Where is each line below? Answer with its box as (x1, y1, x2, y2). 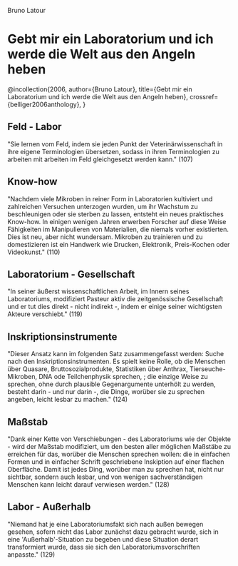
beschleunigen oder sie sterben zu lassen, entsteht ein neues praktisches (7, 210, 224, 218)
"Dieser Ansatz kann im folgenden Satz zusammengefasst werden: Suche (7, 350, 224, 358)
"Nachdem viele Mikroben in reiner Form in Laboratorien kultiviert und (7, 194, 213, 203)
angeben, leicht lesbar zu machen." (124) (7, 395, 128, 404)
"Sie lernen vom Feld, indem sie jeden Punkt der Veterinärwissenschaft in (7, 139, 223, 148)
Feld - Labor (7, 121, 62, 133)
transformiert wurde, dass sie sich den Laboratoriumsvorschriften (7, 542, 201, 551)
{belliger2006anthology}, (7, 100, 82, 108)
